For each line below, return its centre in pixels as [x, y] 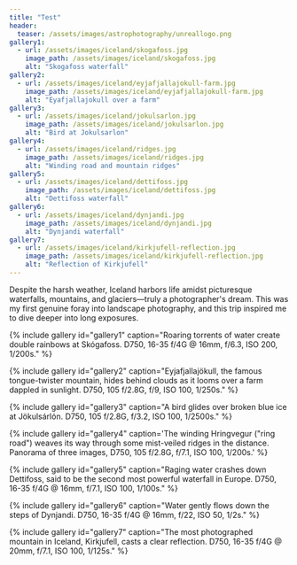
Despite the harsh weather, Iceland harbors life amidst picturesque [131, 290]
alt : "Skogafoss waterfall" [77, 67]
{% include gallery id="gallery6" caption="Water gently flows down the [140, 505]
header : [23, 26]
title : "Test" [35, 17]
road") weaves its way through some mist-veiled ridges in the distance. [139, 443]
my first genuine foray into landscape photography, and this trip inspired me [148, 308]
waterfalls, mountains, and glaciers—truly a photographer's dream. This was [149, 298]
